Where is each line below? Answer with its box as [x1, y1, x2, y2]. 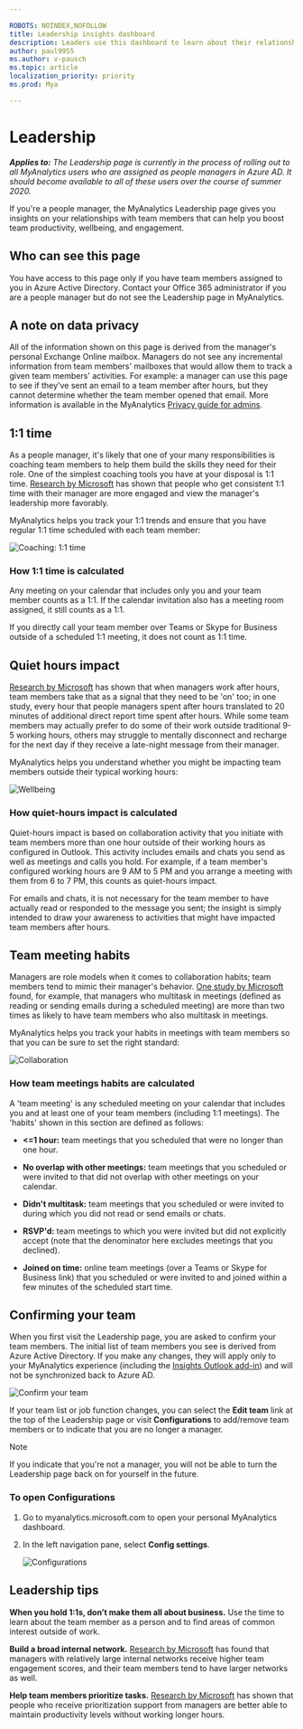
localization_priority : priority [9, 71, 135, 81]
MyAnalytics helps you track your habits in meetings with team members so [9, 1028, 290, 1038]
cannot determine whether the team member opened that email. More [9, 390, 269, 400]
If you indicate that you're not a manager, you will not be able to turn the [9, 1459, 278, 1470]
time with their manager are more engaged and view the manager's [9, 488, 260, 499]
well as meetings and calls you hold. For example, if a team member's [9, 856, 268, 867]
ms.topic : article [9, 63, 78, 72]
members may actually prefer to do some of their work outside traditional [9, 720, 281, 731]
